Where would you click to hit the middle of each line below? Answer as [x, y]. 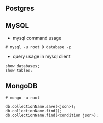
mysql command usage [37, 38]
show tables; [19, 71]
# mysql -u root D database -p [38, 47]
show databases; [22, 66]
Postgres [20, 8]
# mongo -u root [22, 98]
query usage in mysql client [41, 57]
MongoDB [21, 86]
